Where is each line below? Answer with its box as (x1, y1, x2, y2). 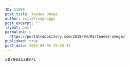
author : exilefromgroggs (5, 16, 56, 21)
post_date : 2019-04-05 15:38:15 (5, 43, 71, 48)
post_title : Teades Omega (5, 12, 57, 16)
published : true (5, 39, 38, 44)
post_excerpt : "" (5, 20, 40, 26)
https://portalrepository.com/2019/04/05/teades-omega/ (9, 34, 125, 39)
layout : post (5, 25, 32, 30)
